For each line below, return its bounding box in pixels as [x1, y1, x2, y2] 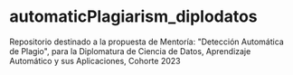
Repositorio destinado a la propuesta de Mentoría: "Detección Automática [9, 36, 285, 47]
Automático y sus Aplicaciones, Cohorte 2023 [9, 55, 181, 66]
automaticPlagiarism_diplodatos [9, 6, 258, 27]
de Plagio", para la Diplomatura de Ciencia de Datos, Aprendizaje [9, 45, 251, 56]
